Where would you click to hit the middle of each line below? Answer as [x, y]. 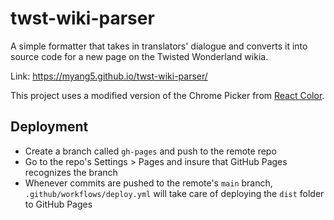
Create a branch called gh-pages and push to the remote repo [150, 151]
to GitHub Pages [58, 204]
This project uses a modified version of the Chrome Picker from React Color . [167, 95]
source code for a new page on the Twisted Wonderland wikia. [139, 56]
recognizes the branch [71, 172]
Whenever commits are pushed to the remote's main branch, [148, 183]
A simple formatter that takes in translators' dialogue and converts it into [159, 46]
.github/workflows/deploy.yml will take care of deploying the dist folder [174, 193]
